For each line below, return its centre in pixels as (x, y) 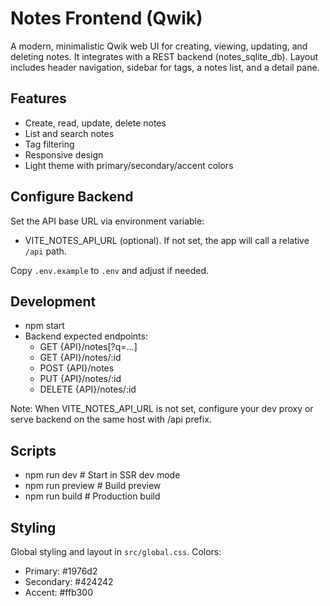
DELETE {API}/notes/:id (88, 389)
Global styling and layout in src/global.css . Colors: (116, 551)
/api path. (45, 251)
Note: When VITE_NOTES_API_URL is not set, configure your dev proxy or (162, 409)
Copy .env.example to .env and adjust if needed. (110, 270)
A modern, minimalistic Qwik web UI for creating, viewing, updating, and (159, 46)
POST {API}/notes (77, 368)
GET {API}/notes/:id (80, 358)
